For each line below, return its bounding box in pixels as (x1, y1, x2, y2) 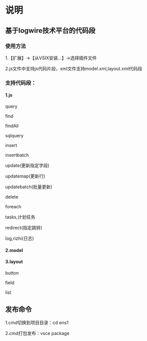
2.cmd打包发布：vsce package (5, 330, 69, 336)
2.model (5, 247, 23, 253)
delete (5, 194, 19, 200)
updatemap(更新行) (5, 173, 45, 179)
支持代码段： (5, 79, 37, 86)
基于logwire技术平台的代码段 (5, 26, 96, 35)
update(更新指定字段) (5, 162, 50, 168)
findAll (5, 123, 19, 129)
